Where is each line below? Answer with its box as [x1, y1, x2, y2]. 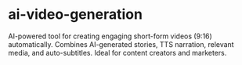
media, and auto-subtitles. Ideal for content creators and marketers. [8, 48, 227, 57]
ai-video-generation [8, 5, 143, 23]
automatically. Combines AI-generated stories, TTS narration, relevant [8, 39, 234, 49]
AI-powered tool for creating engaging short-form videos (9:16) [8, 31, 213, 41]
